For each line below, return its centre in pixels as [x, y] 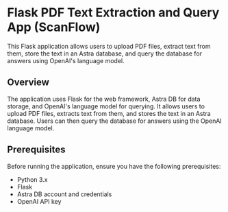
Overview [28, 83]
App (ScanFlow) [54, 27]
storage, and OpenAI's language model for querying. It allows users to [106, 106]
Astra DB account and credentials [64, 194]
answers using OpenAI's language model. [66, 60]
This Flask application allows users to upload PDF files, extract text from [109, 46]
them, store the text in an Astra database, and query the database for [105, 54]
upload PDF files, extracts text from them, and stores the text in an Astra [109, 113]
